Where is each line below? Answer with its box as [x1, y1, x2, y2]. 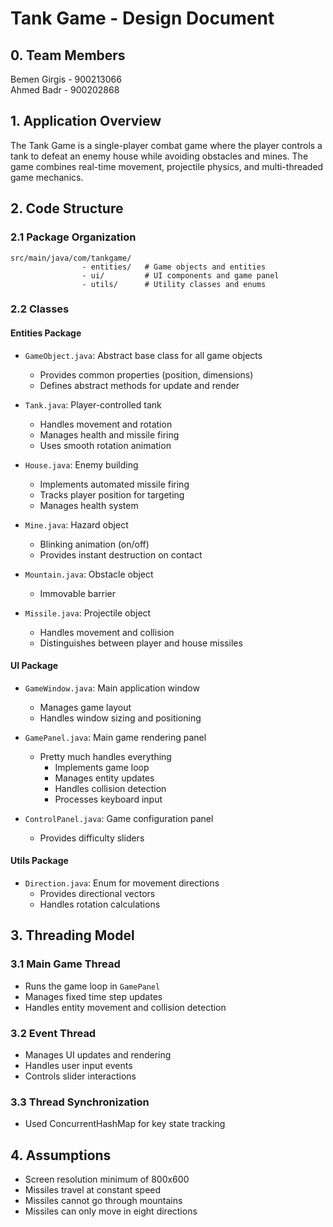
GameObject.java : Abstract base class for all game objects [24, 349, 263, 361]
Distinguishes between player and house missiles [39, 637, 243, 649]
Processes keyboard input [54, 793, 163, 805]
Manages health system [39, 499, 139, 511]
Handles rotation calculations [39, 898, 161, 911]
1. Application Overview [10, 113, 162, 130]
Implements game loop [54, 761, 150, 773]
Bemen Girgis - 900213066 [10, 73, 122, 85]
